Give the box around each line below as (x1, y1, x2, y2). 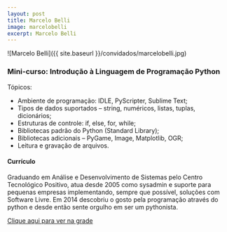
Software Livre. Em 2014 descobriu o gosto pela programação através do (7, 195, 219, 204)
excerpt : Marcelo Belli (7, 30, 77, 37)
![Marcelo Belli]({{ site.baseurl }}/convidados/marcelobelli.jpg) (7, 49, 187, 58)
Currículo (7, 157, 36, 166)
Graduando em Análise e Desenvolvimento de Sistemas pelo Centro (7, 173, 203, 181)
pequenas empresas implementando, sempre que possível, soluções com (7, 188, 220, 196)
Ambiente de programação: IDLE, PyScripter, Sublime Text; (17, 96, 188, 105)
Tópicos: (7, 82, 33, 91)
